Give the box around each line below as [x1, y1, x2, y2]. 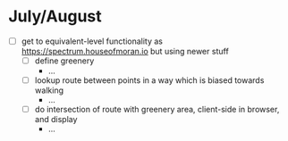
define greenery [34, 55, 95, 66]
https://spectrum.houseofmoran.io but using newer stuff [21, 46, 229, 56]
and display [34, 114, 78, 125]
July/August [8, 6, 102, 27]
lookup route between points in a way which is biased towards [34, 75, 265, 86]
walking [34, 85, 64, 95]
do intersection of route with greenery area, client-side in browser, [34, 104, 280, 115]
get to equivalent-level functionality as [21, 36, 163, 46]
